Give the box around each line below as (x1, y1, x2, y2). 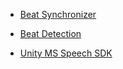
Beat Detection (19, 28, 82, 39)
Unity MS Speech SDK (19, 47, 113, 59)
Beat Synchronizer (19, 9, 97, 20)
